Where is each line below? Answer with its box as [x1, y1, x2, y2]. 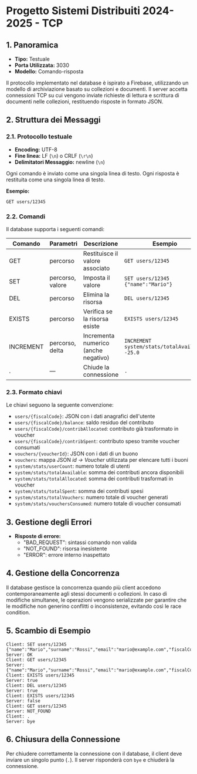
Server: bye [6, 718, 35, 724]
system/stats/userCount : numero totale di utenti [14, 462, 130, 470]
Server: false [6, 698, 41, 704]
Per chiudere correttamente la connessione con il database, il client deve [6, 750, 182, 757]
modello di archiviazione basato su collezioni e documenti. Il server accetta [6, 86, 188, 92]
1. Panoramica [6, 40, 59, 50]
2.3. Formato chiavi [6, 388, 63, 396]
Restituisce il [83, 249, 118, 258]
